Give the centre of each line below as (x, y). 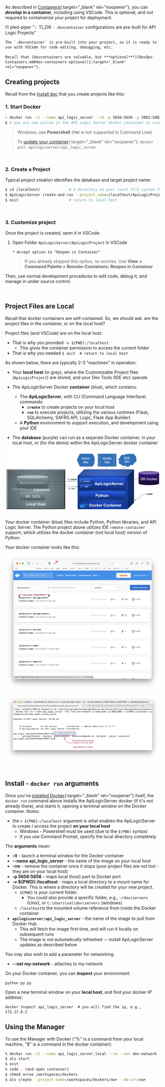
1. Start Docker (23, 106)
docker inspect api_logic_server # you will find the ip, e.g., (73, 1007)
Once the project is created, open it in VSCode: (53, 233)
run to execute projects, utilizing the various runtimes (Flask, (88, 412)
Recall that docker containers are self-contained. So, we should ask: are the (82, 318)
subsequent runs (37, 934)
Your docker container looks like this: (42, 547)
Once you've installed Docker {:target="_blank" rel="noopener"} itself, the (79, 795)
